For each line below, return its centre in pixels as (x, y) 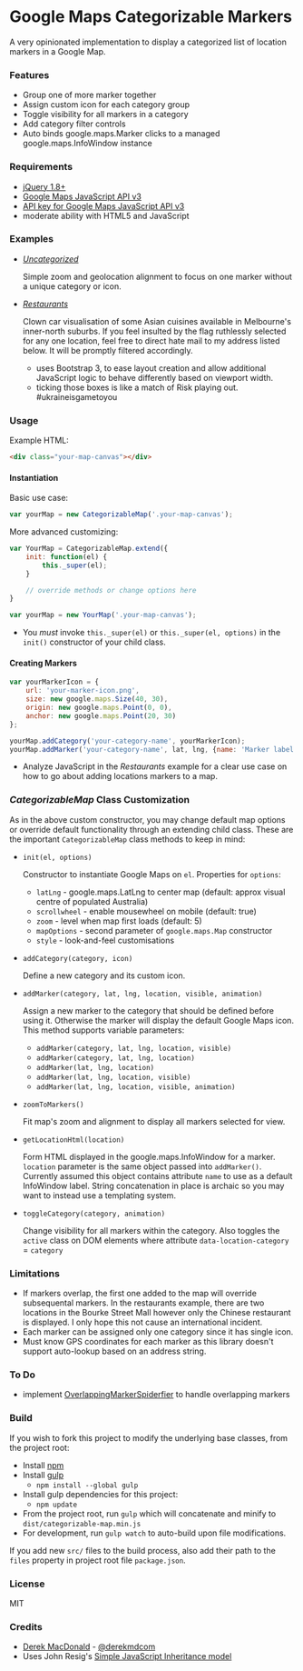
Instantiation (34, 477)
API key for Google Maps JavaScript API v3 (103, 205)
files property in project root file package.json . (98, 1560)
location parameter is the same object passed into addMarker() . (142, 1166)
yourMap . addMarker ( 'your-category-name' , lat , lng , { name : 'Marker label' (154, 749)
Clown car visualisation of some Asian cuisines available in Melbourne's (157, 321)
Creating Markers (43, 663)
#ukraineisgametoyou (77, 396)
